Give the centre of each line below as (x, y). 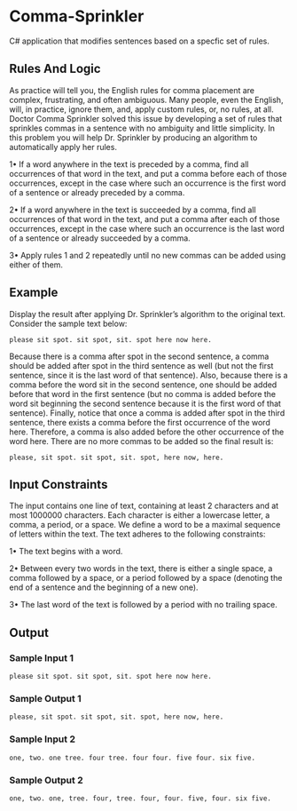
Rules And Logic (55, 69)
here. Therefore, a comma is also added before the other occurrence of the (147, 432)
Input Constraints (59, 485)
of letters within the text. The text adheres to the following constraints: (137, 534)
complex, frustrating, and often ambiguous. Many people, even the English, (146, 99)
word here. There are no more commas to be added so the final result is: (141, 441)
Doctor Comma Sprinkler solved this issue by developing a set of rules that (146, 118)
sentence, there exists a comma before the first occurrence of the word (140, 422)
